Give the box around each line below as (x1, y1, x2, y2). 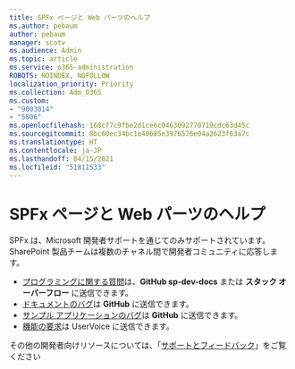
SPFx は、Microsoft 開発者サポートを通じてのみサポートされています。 (9, 235, 271, 246)
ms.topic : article (9, 55, 78, 63)
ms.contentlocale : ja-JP (9, 146, 102, 155)
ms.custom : (9, 96, 50, 105)
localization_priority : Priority (9, 80, 134, 88)
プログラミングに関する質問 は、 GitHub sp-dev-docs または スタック (21, 276, 277, 287)
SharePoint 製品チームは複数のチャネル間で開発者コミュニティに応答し (9, 247, 271, 257)
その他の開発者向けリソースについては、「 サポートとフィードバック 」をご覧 (9, 340, 287, 351)
